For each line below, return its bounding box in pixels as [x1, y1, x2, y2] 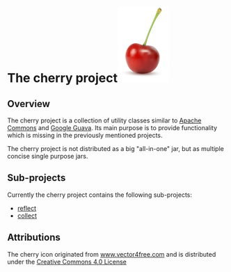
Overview [7, 97, 51, 110]
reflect [17, 204, 37, 212]
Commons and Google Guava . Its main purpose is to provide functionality [7, 124, 218, 131]
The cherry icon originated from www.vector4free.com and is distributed [7, 250, 216, 258]
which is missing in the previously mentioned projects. [7, 131, 163, 139]
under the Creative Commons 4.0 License [7, 257, 127, 266]
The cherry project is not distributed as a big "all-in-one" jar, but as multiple [7, 145, 224, 152]
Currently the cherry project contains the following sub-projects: [7, 191, 193, 199]
